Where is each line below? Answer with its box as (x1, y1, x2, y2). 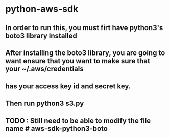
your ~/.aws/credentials (5, 64, 84, 73)
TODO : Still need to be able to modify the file (5, 117, 151, 125)
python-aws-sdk (5, 3, 79, 15)
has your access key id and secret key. (5, 82, 131, 91)
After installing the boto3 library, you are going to (5, 48, 165, 57)
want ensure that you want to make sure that (5, 57, 151, 65)
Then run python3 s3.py (5, 99, 84, 107)
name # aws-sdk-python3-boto (5, 124, 108, 133)
